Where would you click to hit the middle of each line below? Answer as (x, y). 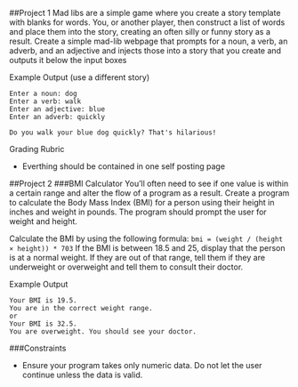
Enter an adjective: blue (57, 109)
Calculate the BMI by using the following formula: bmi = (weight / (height (146, 238)
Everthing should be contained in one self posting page (123, 166)
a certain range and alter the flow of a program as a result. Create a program (149, 193)
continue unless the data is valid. (82, 375)
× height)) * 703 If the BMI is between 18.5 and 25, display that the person (148, 248)
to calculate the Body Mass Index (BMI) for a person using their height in (142, 202)
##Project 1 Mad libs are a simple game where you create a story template (145, 13)
